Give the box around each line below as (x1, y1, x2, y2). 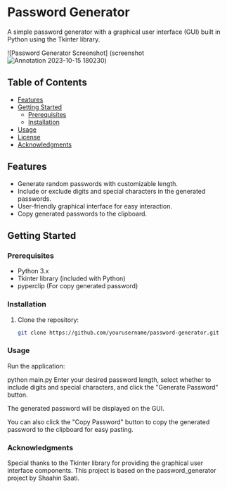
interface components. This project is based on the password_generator (7, 466, 216, 475)
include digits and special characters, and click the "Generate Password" (7, 383, 219, 391)
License (17, 132, 41, 141)
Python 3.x (17, 267, 49, 276)
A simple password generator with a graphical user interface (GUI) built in (7, 27, 221, 36)
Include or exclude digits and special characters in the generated (17, 187, 206, 195)
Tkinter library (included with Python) (17, 274, 126, 283)
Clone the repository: (17, 315, 79, 324)
